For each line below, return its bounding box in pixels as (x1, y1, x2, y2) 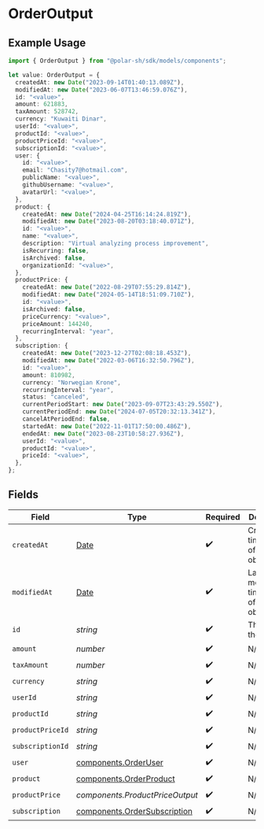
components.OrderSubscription (75, 806, 193, 817)
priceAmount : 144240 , (22, 320, 93, 328)
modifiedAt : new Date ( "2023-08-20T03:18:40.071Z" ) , (22, 217, 195, 225)
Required (205, 511, 241, 522)
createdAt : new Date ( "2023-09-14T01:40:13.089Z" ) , (15, 78, 185, 87)
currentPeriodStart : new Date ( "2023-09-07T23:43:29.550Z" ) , (22, 401, 223, 409)
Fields (8, 488, 39, 501)
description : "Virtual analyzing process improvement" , (22, 239, 210, 247)
